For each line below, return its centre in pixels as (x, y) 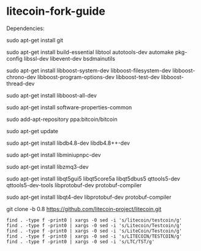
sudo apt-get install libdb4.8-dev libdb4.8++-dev (68, 143)
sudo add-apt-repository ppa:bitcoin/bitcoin (62, 119)
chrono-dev (21, 77)
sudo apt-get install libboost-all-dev (51, 95)
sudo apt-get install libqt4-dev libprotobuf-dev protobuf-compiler (89, 197)
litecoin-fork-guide (56, 11)
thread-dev (21, 83)
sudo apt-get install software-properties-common (69, 107)
